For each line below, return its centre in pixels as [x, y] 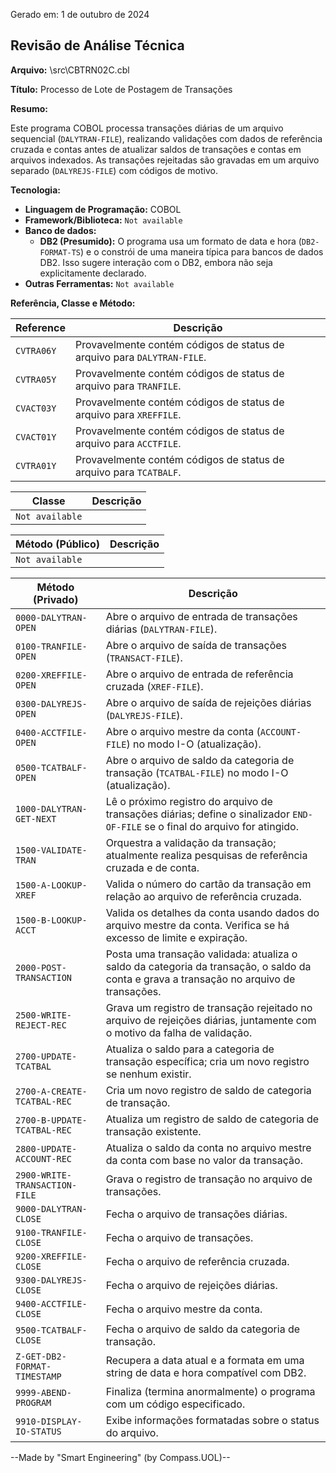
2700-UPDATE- [46, 1056]
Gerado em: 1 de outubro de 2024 [80, 14]
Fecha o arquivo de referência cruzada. [197, 1261]
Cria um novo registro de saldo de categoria [208, 1090]
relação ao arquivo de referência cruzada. [203, 896]
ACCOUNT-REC [44, 1158]
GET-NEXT [36, 818]
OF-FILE [123, 827]
